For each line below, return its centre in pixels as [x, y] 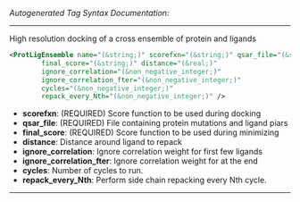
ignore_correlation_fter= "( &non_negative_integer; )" [142, 80]
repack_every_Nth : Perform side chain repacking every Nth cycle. [144, 180]
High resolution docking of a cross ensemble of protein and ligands [133, 38]
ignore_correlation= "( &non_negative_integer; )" [131, 72]
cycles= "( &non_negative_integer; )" [108, 88]
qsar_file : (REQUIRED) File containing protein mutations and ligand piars [155, 123]
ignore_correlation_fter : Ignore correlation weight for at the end [140, 161]
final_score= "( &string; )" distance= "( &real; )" [129, 63]
